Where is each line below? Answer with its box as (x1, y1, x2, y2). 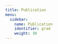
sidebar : (10, 17, 28, 22)
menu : (5, 12, 17, 17)
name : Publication (14, 21, 53, 27)
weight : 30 (14, 31, 37, 36)
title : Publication (5, 7, 46, 13)
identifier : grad (14, 26, 51, 31)
